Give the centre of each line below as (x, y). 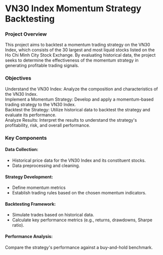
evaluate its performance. (31, 115)
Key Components (26, 138)
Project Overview (26, 34)
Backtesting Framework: (30, 204)
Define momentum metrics (39, 188)
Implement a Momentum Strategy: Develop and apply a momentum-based (80, 99)
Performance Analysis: (29, 236)
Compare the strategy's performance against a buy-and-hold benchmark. (79, 247)
